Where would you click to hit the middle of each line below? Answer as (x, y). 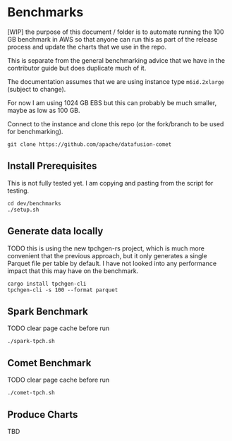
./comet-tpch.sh (31, 393)
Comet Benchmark (49, 363)
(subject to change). (37, 89)
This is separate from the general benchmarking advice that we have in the (116, 60)
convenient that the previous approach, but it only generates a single (107, 255)
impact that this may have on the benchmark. (73, 271)
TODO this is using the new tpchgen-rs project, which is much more (106, 248)
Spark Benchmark (48, 311)
